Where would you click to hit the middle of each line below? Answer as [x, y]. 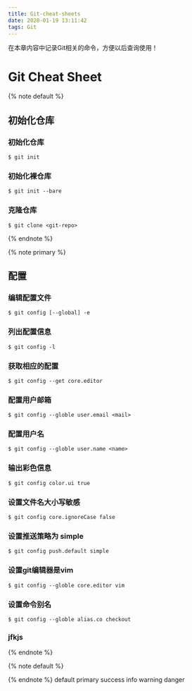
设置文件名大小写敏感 [44, 502]
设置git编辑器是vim [41, 570]
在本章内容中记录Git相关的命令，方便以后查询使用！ [83, 48]
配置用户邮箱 [30, 400]
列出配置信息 [30, 332]
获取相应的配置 [33, 366]
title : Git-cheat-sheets [44, 14]
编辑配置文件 [30, 298]
